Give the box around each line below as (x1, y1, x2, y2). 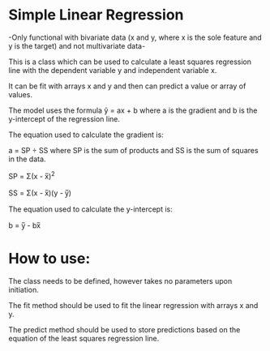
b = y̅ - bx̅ (8, 220, 41, 230)
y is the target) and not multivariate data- (8, 41, 146, 50)
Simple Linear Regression (8, 6, 184, 24)
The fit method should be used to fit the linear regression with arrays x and (8, 300, 259, 310)
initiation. (8, 285, 39, 294)
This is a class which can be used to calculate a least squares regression (8, 57, 252, 66)
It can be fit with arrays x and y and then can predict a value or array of (8, 81, 246, 91)
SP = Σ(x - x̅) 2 (8, 169, 55, 181)
